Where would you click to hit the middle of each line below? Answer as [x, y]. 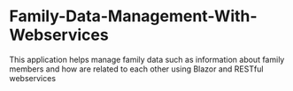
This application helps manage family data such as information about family [147, 59]
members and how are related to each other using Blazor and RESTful [136, 69]
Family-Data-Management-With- [134, 16]
